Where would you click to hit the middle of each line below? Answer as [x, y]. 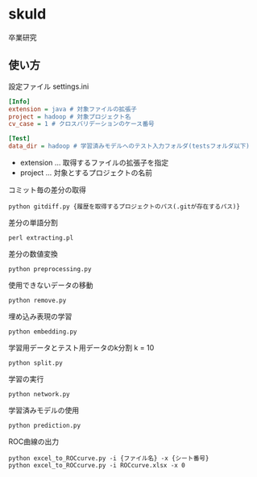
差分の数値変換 [33, 254]
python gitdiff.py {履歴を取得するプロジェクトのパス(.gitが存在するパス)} [124, 207]
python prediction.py [45, 425]
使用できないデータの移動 [51, 285]
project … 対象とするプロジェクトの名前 [86, 173]
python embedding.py [43, 332]
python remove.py [37, 300]
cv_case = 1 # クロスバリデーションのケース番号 [81, 124]
